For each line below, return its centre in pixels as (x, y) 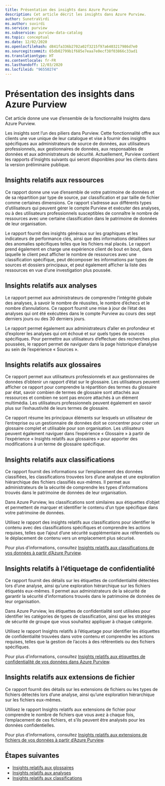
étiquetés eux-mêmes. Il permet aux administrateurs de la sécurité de (76, 591)
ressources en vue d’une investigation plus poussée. (58, 270)
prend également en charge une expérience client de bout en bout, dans (79, 249)
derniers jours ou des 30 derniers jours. (45, 319)
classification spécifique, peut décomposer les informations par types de (79, 259)
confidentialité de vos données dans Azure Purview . (58, 662)
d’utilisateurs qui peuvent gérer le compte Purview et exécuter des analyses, (83, 208)
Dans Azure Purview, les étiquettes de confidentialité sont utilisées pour (78, 611)
